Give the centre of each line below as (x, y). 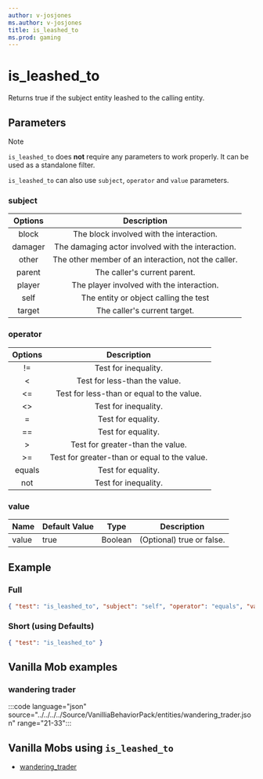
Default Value (68, 526)
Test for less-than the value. (129, 380)
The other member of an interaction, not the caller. (145, 260)
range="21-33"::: (44, 723)
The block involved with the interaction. (145, 234)
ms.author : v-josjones (45, 23)
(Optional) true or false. (182, 539)
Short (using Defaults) (51, 627)
